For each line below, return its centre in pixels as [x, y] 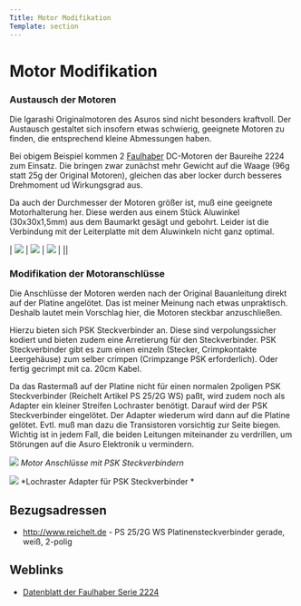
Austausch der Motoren [63, 99]
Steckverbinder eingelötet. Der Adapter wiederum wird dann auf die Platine [150, 415]
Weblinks [36, 570]
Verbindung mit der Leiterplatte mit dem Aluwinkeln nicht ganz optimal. [142, 231]
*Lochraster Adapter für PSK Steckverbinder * [107, 482]
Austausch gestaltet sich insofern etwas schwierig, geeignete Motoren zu [147, 129]
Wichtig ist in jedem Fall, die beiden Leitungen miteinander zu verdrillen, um [151, 435]
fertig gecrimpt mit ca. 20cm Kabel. [76, 369]
